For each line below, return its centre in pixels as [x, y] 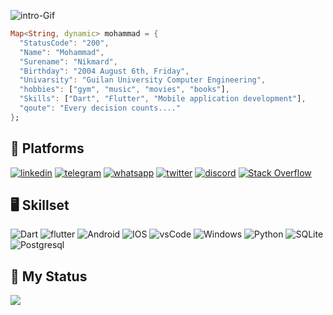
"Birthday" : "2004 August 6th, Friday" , [104, 71]
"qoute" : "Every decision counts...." [100, 108]
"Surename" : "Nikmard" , [68, 61]
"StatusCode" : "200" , [64, 43]
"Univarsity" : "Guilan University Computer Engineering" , [143, 80]
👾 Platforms [47, 148]
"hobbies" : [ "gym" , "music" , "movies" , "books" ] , [124, 90]
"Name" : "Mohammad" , [62, 52]
